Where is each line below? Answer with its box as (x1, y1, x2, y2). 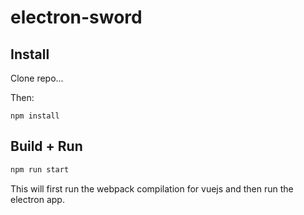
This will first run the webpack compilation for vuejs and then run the (10, 182, 294, 195)
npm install (10, 111, 60, 121)
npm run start (10, 164, 70, 175)
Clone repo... (10, 72, 64, 84)
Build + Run (10, 138, 83, 155)
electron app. (10, 193, 65, 205)
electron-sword (10, 6, 143, 29)
